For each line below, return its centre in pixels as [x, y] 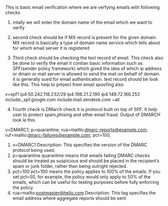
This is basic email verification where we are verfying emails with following [82, 7]
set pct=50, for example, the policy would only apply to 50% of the [81, 177]
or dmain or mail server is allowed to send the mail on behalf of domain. [86, 74]
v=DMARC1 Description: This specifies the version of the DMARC [80, 145]
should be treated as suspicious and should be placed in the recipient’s [86, 161]
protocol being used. [34, 150]
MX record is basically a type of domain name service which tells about [86, 43]
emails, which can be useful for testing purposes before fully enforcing [86, 182]
